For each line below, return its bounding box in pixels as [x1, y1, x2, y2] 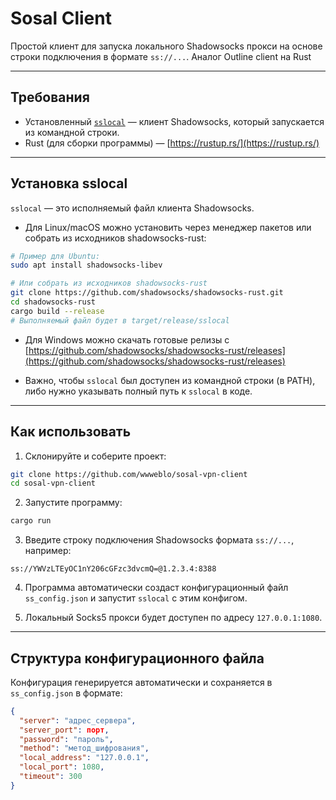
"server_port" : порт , [19, 725, 110, 735]
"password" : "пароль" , [19, 734, 114, 744]
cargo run [10, 516, 52, 526]
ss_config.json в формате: [10, 687, 123, 699]
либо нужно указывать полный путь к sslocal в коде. [24, 385, 253, 397]
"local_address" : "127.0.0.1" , [19, 753, 150, 763]
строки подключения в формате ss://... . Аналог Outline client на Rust [10, 50, 312, 62]
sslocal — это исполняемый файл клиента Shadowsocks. [10, 202, 255, 214]
